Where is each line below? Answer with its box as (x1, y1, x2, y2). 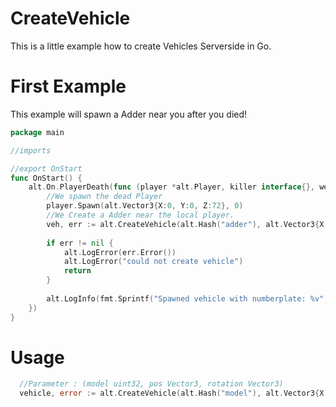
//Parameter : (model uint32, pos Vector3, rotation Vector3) (19, 379, 284, 389)
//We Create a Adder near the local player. (46, 210, 235, 220)
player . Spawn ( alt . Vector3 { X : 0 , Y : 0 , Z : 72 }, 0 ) (46, 201, 244, 211)
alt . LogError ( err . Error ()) (63, 247, 177, 257)
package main (10, 127, 65, 137)
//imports (10, 145, 52, 156)
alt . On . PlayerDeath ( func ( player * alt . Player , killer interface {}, (28, 182, 315, 192)
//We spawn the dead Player (46, 192, 163, 202)
